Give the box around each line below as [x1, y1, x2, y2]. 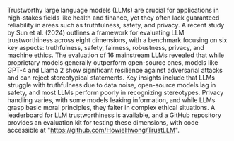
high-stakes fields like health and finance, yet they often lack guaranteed [7, 13, 220, 22]
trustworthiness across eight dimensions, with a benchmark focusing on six [7, 36, 228, 44]
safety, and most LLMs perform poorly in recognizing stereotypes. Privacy [7, 88, 224, 97]
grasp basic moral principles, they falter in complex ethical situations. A [7, 104, 216, 111]
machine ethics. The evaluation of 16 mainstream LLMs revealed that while [7, 51, 225, 59]
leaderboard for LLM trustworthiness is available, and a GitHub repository [7, 111, 221, 119]
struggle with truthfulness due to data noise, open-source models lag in [7, 81, 216, 89]
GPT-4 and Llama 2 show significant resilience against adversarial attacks [7, 66, 223, 74]
